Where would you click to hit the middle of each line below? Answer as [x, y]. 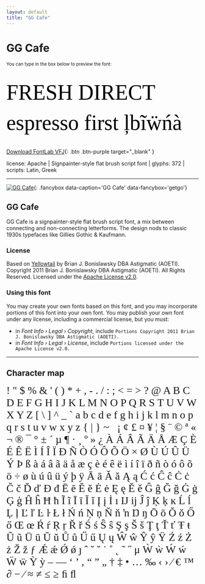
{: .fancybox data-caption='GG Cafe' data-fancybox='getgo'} [110, 188]
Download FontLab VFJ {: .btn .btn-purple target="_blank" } [80, 152]
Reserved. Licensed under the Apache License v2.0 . [72, 277]
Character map [35, 373]
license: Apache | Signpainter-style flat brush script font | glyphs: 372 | [95, 163]
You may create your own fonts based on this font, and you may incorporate [102, 306]
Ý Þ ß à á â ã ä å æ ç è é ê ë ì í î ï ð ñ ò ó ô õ [100, 464]
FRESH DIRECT [81, 92]
